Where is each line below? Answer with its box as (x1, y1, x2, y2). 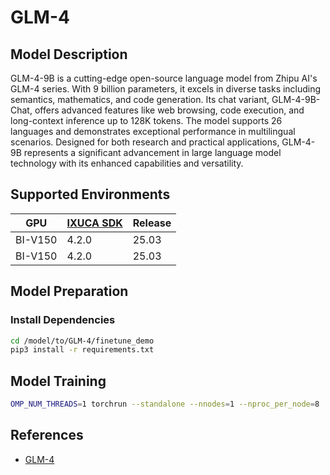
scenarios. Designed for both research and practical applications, (10, 136, 280, 148)
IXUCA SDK (66, 216, 123, 230)
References (10, 427, 84, 444)
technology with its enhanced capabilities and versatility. (10, 157, 244, 169)
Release (132, 216, 172, 230)
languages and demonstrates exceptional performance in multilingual (10, 126, 296, 137)
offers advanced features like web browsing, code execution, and (34, 104, 305, 116)
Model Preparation (10, 283, 129, 300)
